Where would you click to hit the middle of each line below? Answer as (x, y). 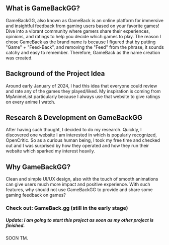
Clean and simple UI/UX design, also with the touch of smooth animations (82, 179)
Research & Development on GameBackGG (74, 118)
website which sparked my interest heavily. (50, 151)
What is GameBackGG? (43, 8)
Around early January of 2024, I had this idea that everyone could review (81, 86)
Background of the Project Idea (55, 74)
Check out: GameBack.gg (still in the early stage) (67, 208)
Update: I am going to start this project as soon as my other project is (80, 220)
